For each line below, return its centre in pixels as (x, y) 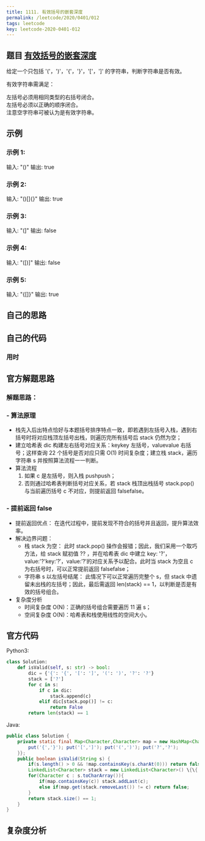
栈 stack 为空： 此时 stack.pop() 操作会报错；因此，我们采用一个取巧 (111, 546)
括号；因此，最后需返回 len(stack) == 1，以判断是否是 (124, 584)
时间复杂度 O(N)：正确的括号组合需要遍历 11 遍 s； (88, 607)
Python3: (18, 651)
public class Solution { (38, 736)
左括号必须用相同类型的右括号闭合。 (52, 97)
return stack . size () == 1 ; (63, 798)
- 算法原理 (21, 415)
